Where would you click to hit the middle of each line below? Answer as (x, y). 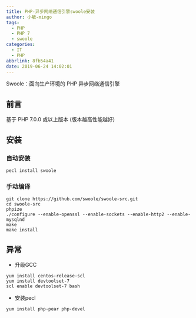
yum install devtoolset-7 (38, 281)
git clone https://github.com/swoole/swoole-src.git (72, 199)
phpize (14, 210)
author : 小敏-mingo (29, 17)
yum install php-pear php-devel (46, 309)
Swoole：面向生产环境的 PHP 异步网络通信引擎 (63, 84)
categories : (21, 45)
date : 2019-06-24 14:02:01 (39, 66)
